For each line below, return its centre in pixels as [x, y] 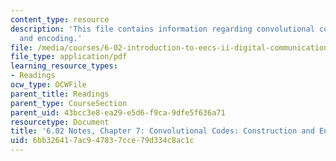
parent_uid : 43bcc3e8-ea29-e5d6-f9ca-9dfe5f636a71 [118, 112]
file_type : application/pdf [69, 57]
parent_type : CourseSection [69, 103]
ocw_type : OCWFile [48, 85]
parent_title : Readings [60, 94]
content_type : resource [60, 19]
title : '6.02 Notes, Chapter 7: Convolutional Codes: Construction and [162, 131]
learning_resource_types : [64, 66]
